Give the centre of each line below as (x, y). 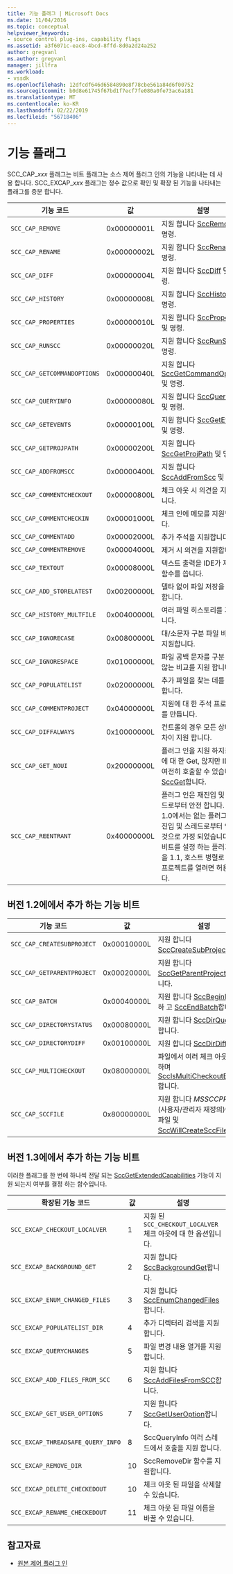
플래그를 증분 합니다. (35, 191)
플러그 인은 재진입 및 (193, 794)
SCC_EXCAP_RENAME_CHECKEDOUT (59, 1513)
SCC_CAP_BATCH (34, 1002)
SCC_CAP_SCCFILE (37, 1114)
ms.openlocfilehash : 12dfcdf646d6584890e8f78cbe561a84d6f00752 (101, 85)
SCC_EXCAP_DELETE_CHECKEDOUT (59, 1489)
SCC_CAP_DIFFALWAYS (43, 732)
